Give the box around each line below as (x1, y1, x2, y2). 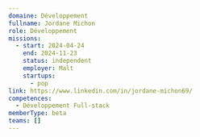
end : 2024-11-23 (23, 49, 78, 57)
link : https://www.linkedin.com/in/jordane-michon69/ (8, 86, 194, 95)
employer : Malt (23, 64, 74, 73)
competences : (8, 94, 52, 102)
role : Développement (8, 27, 78, 35)
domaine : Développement (8, 11, 89, 20)
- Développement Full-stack (15, 102, 110, 110)
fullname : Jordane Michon (8, 19, 95, 27)
